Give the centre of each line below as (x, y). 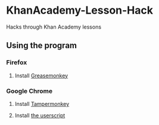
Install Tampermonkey (42, 104)
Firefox (17, 62)
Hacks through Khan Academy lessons (54, 27)
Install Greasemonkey (41, 76)
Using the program (42, 46)
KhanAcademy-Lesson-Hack (80, 10)
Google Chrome (29, 91)
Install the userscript (40, 115)
